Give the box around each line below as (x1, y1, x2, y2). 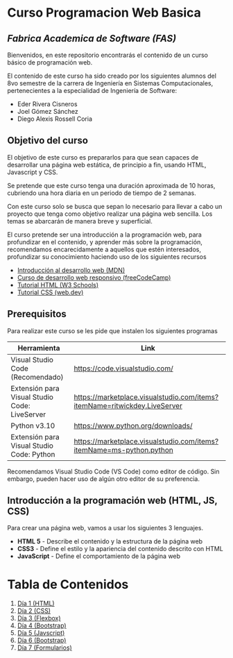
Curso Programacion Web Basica (7, 5, 201, 21)
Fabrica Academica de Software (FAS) (7, 33, 177, 44)
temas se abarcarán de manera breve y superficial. (7, 217, 153, 225)
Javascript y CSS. (7, 168, 58, 176)
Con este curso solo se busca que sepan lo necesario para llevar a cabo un (7, 202, 223, 210)
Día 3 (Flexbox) (17, 614, 61, 623)
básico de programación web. (7, 58, 93, 67)
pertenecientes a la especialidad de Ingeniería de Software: (7, 87, 178, 94)
